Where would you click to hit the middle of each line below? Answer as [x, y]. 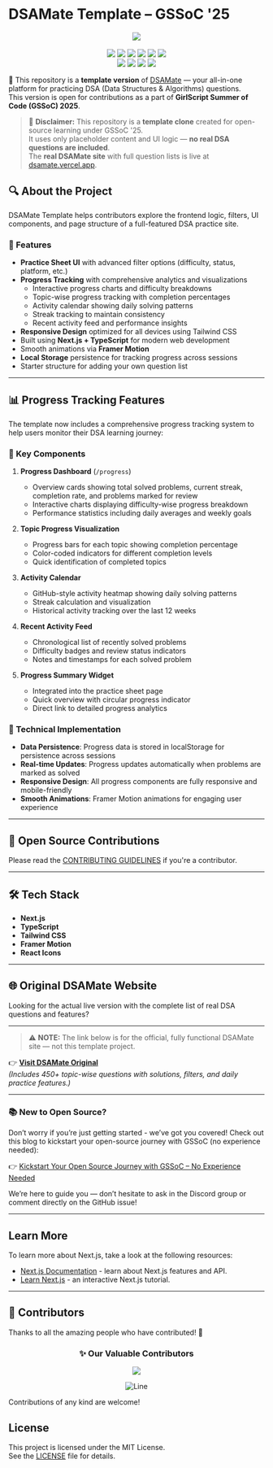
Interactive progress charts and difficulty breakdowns [122, 289]
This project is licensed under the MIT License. [87, 1447]
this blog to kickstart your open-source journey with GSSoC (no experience [134, 1141]
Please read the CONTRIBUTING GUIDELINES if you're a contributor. [123, 860]
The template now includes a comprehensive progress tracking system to [131, 424]
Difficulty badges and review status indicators [109, 651]
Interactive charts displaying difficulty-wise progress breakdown [140, 504]
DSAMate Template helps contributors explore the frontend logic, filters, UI [134, 215]
